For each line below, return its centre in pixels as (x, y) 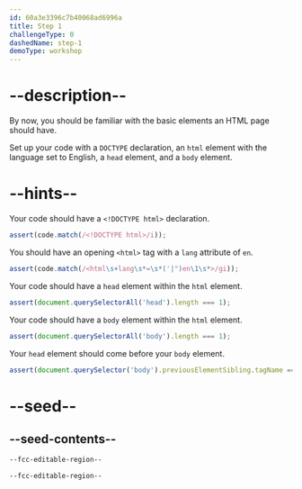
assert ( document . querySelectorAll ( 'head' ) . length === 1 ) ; (120, 303)
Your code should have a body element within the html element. (126, 320)
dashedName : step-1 (46, 43)
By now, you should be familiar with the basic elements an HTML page (139, 121)
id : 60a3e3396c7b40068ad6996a (66, 18)
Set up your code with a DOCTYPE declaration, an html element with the (138, 148)
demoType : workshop (46, 51)
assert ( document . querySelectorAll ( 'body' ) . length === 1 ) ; (120, 336)
